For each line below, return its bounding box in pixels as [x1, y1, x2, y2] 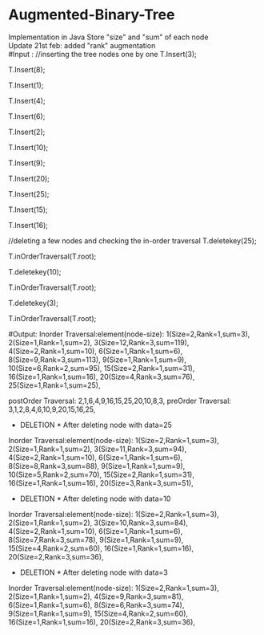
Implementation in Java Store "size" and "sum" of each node [8, 32, 209, 42]
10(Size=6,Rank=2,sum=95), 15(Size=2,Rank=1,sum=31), [8, 363, 195, 372]
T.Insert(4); [8, 96, 46, 105]
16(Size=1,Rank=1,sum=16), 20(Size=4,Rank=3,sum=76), [8, 372, 195, 381]
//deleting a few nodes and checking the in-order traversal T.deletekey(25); [8, 235, 258, 246]
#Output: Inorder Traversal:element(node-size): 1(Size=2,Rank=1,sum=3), [8, 329, 250, 339]
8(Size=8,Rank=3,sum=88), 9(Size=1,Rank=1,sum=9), [8, 461, 186, 470]
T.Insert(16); [8, 220, 49, 230]
